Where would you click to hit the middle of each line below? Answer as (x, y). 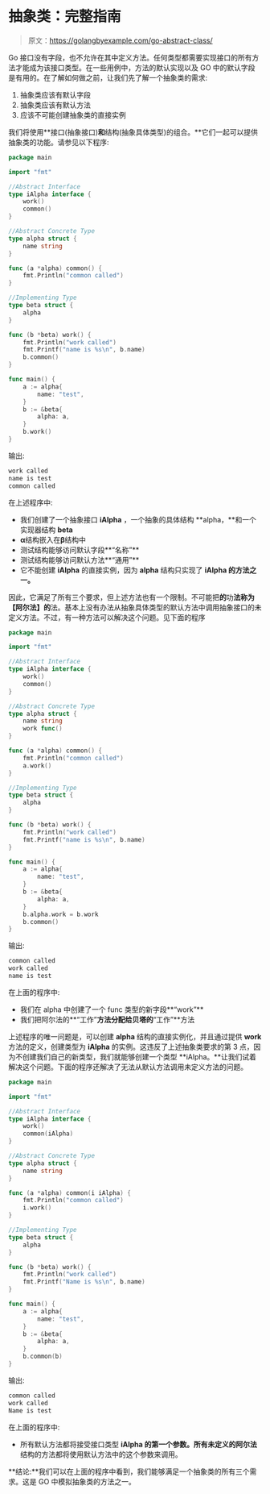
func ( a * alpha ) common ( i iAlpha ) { (70, 1193)
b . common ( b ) (43, 1357)
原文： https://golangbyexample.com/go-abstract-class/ (120, 40)
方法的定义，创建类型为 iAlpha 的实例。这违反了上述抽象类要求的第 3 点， (131, 1047)
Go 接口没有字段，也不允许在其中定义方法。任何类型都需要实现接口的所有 (130, 57)
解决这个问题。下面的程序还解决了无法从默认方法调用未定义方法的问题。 (128, 1067)
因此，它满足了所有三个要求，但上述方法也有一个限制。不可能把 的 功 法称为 (131, 597)
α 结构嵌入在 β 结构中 (53, 539)
